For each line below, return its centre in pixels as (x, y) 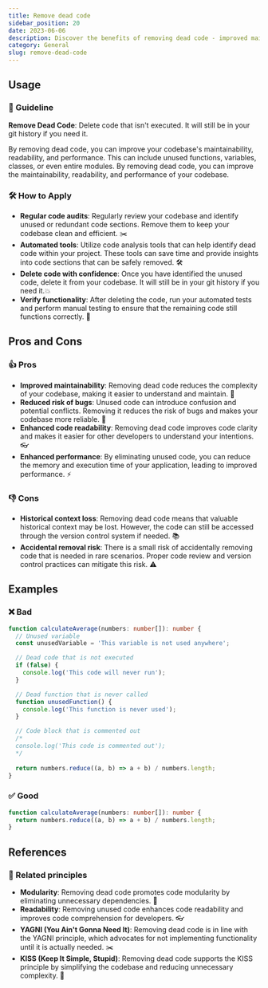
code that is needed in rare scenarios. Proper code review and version (135, 556)
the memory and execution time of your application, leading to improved (138, 465)
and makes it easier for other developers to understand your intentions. (137, 436)
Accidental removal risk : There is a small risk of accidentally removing (136, 547)
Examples (33, 590)
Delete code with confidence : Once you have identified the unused (131, 274)
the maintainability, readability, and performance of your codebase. (119, 174)
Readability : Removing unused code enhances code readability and (131, 909)
